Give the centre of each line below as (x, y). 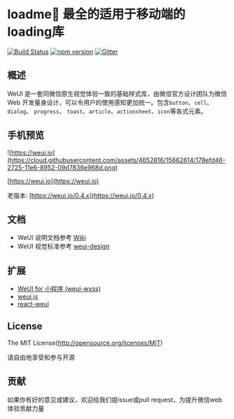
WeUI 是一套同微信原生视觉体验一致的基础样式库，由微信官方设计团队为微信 (117, 93)
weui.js (28, 297)
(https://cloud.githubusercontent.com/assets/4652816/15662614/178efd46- (117, 160)
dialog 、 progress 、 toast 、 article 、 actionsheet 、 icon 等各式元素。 (107, 111)
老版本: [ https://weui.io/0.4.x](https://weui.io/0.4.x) (81, 195)
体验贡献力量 (26, 408)
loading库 (36, 32)
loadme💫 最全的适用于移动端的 (96, 14)
